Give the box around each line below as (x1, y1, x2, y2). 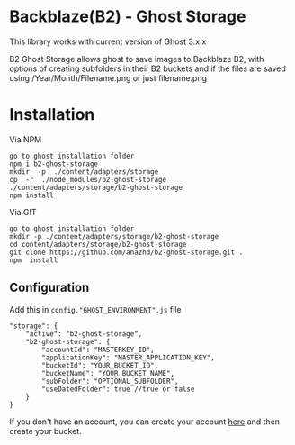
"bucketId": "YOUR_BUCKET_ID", (41, 360, 159, 370)
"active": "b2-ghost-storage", (25, 329, 143, 339)
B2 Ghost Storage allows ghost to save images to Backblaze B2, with (9, 53, 264, 64)
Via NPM (9, 133, 42, 145)
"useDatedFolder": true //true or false (41, 385, 195, 394)
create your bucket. (9, 425, 83, 436)
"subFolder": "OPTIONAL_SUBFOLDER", (41, 377, 179, 386)
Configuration (9, 280, 90, 295)
